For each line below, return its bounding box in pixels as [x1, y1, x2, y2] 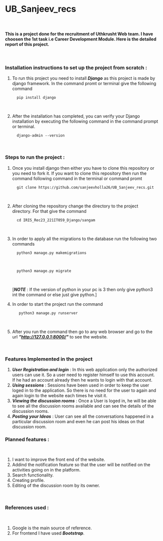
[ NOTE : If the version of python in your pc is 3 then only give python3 [12, 286, 153, 292]
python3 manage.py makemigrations [17, 250, 87, 255]
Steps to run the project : [5, 154, 65, 161]
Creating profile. [12, 477, 45, 483]
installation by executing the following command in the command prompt [12, 118, 158, 124]
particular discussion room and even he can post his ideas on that [12, 419, 145, 425]
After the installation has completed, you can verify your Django [12, 113, 140, 119]
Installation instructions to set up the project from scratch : [5, 65, 147, 71]
